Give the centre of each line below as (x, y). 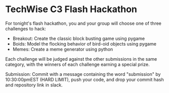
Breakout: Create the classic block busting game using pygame (79, 38)
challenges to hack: (26, 28)
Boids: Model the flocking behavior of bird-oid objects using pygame (84, 43)
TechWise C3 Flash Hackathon (71, 9)
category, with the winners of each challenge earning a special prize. (77, 64)
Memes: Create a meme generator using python (63, 49)
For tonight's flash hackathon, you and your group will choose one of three (83, 23)
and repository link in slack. (34, 85)
